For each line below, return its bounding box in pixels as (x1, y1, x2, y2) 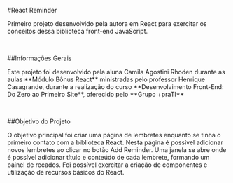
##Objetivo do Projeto (7, 117, 71, 126)
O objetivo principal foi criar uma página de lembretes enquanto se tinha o (7, 131, 221, 139)
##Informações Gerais (7, 54, 72, 62)
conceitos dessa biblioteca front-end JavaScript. (7, 27, 148, 35)
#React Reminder (7, 6, 57, 14)
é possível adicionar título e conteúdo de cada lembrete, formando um (7, 154, 210, 161)
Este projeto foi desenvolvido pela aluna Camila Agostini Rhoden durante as (7, 68, 225, 76)
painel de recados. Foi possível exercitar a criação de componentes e (7, 161, 208, 169)
